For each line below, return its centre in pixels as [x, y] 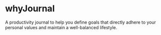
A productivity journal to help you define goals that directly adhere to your [80, 22]
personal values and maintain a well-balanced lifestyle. [61, 27]
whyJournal [30, 9]
